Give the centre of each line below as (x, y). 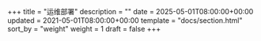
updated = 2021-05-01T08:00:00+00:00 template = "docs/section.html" (125, 20)
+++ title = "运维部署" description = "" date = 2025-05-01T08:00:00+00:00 (130, 11)
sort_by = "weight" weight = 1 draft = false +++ (84, 29)
